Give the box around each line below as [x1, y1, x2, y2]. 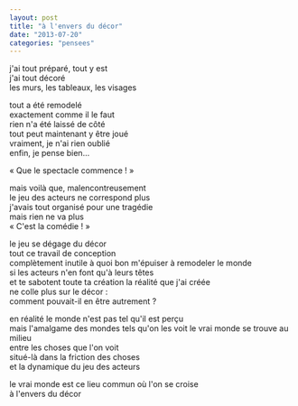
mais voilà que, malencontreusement [9, 182, 146, 194]
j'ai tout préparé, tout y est [9, 63, 108, 74]
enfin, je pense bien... [9, 148, 90, 159]
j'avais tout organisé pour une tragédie [9, 202, 154, 213]
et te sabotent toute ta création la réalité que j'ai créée [9, 277, 210, 288]
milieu [9, 333, 32, 344]
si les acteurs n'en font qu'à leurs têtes [9, 267, 154, 278]
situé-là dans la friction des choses [9, 352, 140, 363]
